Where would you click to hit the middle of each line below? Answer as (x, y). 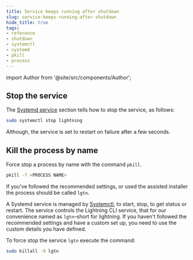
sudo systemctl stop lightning (44, 121)
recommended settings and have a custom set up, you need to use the (92, 222)
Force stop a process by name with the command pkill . (74, 164)
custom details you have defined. (46, 229)
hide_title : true (27, 22)
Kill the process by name (52, 150)
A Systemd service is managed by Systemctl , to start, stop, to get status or (97, 204)
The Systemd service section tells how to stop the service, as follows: (90, 110)
